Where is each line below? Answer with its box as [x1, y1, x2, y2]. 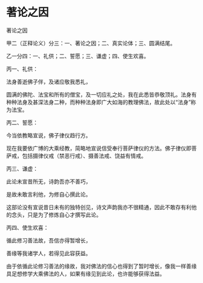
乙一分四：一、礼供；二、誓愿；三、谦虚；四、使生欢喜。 [6, 52, 149, 59]
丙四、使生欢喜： [6, 224, 49, 231]
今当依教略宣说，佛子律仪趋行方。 [6, 131, 91, 139]
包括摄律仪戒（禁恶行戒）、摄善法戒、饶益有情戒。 [22, 152, 147, 159]
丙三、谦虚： [6, 164, 38, 172]
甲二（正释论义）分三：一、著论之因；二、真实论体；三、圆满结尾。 [6, 39, 176, 47]
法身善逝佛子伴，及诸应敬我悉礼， [6, 78, 91, 85]
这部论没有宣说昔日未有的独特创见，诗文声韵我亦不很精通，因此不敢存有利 [6, 203, 192, 210]
